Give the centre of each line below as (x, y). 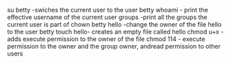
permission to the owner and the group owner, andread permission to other (114, 46)
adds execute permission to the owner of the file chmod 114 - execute (106, 39)
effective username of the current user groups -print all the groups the (108, 17)
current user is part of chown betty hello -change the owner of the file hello (114, 24)
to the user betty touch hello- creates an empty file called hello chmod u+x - (115, 32)
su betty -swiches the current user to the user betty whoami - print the (108, 10)
